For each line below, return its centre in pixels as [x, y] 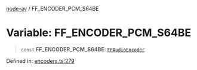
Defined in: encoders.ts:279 [40, 61]
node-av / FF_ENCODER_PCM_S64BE [53, 9]
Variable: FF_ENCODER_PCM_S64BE [99, 33]
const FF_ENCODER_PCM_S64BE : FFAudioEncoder [83, 49]
